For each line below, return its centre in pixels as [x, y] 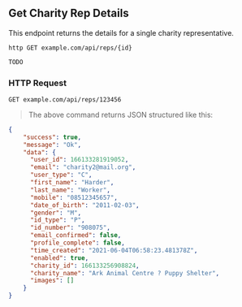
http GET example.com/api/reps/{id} [70, 48]
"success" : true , [52, 137]
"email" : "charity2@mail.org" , [83, 167]
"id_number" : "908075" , [70, 228]
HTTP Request [38, 83]
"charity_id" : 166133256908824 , [84, 266]
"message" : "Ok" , [52, 145]
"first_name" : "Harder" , [72, 183]
